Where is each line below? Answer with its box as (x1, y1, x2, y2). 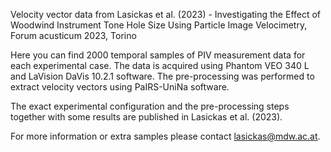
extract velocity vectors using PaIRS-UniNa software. (10, 81, 230, 93)
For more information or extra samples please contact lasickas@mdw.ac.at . (10, 130, 321, 142)
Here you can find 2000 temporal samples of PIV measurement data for (10, 49, 306, 61)
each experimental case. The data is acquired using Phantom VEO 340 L (10, 60, 310, 71)
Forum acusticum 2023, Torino (10, 30, 137, 41)
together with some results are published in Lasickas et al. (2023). (10, 111, 283, 123)
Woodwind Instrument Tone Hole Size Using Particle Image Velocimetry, (10, 19, 308, 31)
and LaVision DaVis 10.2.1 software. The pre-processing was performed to (10, 70, 315, 82)
